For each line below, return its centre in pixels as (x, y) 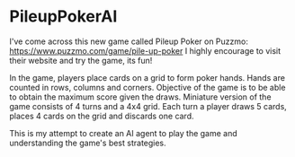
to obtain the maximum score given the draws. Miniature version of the (140, 97)
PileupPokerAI (63, 17)
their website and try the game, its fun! (81, 60)
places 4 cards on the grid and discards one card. (102, 116)
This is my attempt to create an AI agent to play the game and (124, 133)
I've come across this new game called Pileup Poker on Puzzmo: (129, 41)
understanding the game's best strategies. (88, 143)
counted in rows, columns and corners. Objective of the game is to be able (147, 87)
